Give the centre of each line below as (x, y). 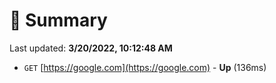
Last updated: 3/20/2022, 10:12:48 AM (91, 48)
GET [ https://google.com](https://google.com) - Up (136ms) (145, 67)
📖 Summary (58, 20)
